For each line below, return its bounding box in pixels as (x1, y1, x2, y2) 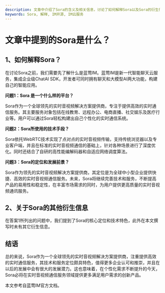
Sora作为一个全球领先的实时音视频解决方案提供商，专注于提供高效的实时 (5, 103, 152, 109)
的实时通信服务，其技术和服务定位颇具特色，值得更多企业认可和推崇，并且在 (5, 260, 160, 266)
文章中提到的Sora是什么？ (5, 34, 110, 46)
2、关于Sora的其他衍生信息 (5, 203, 88, 212)
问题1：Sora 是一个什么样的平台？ (5, 92, 74, 98)
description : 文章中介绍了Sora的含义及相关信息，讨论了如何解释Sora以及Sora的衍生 (5, 7, 159, 12)
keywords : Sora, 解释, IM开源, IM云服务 (5, 12, 84, 17)
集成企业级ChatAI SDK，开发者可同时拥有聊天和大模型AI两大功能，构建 (13, 76, 158, 82)
